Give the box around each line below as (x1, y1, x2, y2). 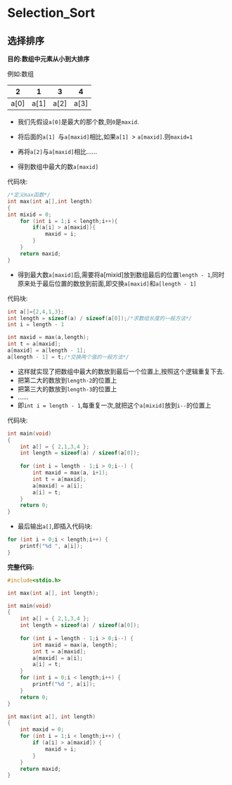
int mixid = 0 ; (7, 211, 52, 218)
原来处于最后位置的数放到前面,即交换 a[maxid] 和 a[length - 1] (17, 279, 197, 288)
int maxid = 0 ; (20, 726, 65, 733)
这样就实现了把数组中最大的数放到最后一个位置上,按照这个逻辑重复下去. (17, 367, 225, 376)
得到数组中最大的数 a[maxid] (17, 162, 99, 170)
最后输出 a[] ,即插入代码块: (17, 522, 93, 530)
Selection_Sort (7, 5, 96, 21)
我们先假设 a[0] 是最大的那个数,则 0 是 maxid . (17, 117, 139, 126)
